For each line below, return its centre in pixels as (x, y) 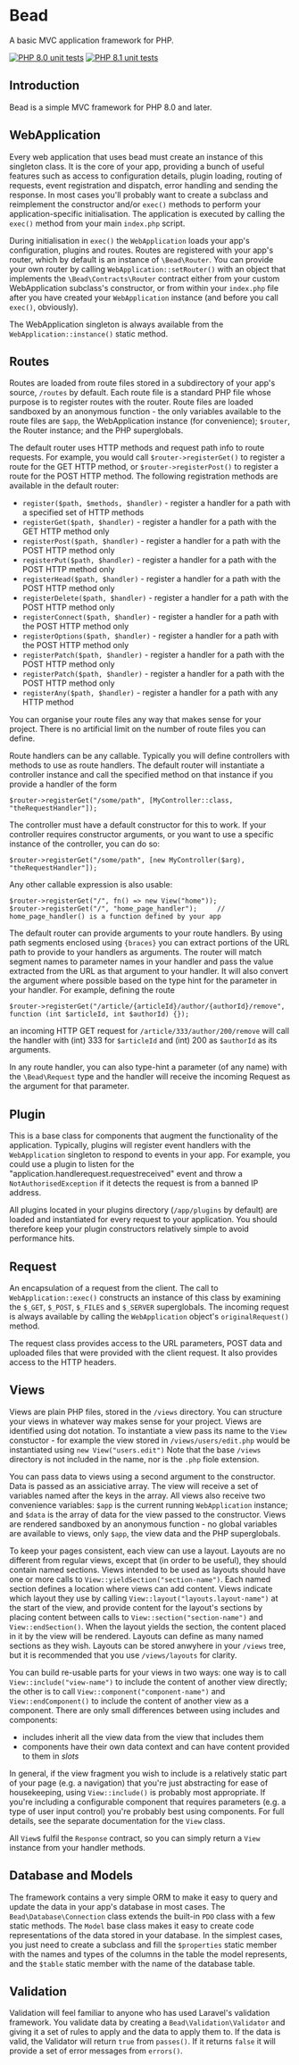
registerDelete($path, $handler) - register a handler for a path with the (155, 598)
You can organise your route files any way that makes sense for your (135, 720)
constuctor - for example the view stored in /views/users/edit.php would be (150, 1440)
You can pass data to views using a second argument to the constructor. (142, 1476)
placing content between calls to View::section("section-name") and (136, 1617)
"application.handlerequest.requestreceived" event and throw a (126, 1174)
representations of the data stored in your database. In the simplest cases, (146, 1935)
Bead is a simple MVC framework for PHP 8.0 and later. (111, 107)
